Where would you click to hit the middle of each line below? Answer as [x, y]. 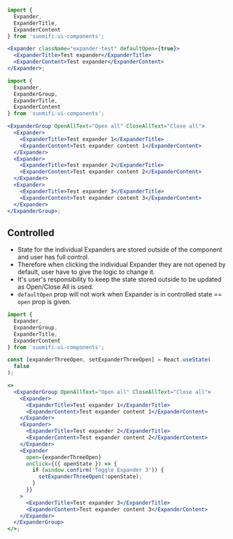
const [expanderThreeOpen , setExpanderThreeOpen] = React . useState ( [109, 360]
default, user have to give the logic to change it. [86, 272]
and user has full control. [53, 257]
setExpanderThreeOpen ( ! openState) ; [90, 477]
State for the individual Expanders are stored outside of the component [120, 250]
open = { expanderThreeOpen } [63, 457]
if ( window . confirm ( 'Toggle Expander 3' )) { [98, 470]
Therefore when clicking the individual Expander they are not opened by [121, 265]
